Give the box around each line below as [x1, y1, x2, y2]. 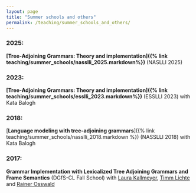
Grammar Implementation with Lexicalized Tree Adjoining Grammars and [6, 168, 189, 175]
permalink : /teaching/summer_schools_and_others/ [6, 19, 131, 25]
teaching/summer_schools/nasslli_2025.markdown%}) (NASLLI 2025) [6, 58, 183, 65]
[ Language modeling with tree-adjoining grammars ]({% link [6, 127, 155, 134]
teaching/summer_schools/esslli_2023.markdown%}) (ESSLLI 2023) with [6, 92, 191, 100]
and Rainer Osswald [6, 180, 55, 187]
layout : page [6, 8, 38, 15]
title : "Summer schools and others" [6, 14, 96, 20]
